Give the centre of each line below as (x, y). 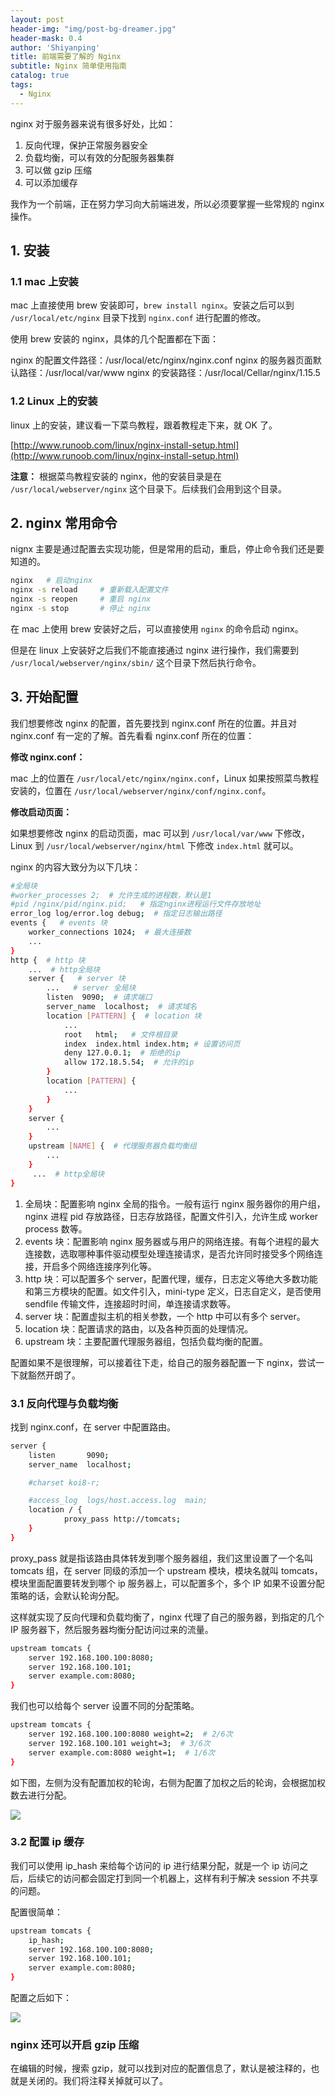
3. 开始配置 (44, 697)
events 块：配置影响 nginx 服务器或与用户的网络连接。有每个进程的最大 (172, 1241)
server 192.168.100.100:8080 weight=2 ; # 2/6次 (130, 1734)
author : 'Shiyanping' (55, 47)
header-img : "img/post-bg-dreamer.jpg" (93, 29)
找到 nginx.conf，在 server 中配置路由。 (93, 1427)
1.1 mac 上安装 (44, 281)
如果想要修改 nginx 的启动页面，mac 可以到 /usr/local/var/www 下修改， (160, 833)
